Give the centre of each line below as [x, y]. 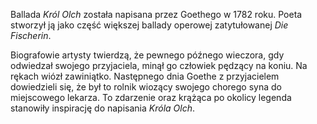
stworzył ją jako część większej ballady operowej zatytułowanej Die [149, 25]
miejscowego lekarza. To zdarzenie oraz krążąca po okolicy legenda [151, 97]
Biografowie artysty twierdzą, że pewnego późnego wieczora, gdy [147, 55]
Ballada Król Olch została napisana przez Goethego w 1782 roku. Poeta [156, 14]
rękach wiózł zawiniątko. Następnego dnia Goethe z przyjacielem [145, 76]
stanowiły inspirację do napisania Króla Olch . [102, 108]
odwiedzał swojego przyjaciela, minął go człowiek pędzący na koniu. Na [159, 65]
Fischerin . [31, 35]
